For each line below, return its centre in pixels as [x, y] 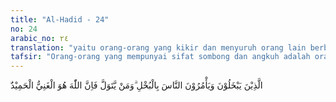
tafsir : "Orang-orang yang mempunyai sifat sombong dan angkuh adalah [160, 57]
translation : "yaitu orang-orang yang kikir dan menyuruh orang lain [158, 47]
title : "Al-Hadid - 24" [60, 19]
